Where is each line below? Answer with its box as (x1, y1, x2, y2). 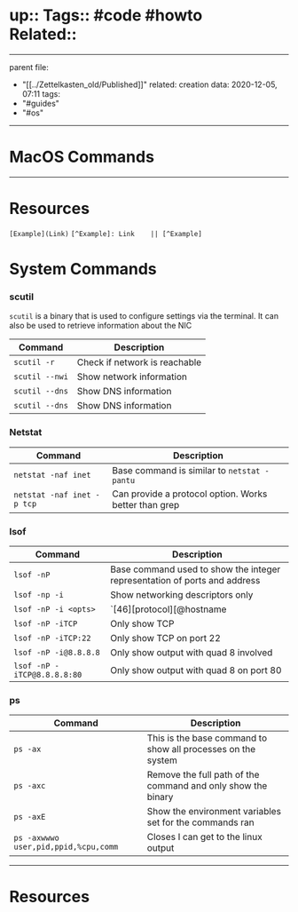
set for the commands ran (146, 816, 255, 829)
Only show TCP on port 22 (110, 631, 222, 644)
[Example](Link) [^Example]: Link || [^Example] (9, 229, 202, 238)
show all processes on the (146, 743, 256, 756)
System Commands (9, 259, 157, 279)
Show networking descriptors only (110, 588, 254, 600)
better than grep (112, 498, 180, 511)
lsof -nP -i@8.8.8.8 (13, 647, 100, 657)
